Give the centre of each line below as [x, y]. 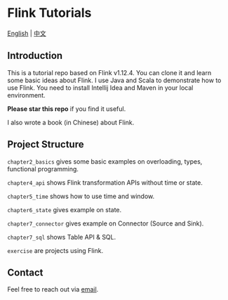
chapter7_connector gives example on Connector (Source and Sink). [106, 223]
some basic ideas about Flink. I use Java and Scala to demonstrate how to [114, 80]
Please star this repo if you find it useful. [67, 109]
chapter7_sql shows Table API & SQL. [62, 237]
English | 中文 [27, 33]
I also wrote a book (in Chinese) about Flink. [71, 122]
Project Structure [46, 144]
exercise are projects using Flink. [55, 250]
